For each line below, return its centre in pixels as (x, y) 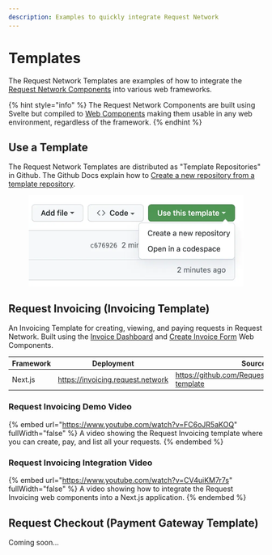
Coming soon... (34, 542)
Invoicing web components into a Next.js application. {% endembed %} (127, 498)
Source (254, 363)
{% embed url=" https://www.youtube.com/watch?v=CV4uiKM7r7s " (121, 481)
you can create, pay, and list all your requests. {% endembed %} (116, 442)
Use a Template (48, 147)
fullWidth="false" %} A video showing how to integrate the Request (121, 489)
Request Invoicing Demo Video (70, 407)
